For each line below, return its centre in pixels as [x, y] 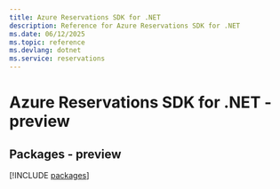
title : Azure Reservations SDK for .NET [85, 17]
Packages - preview [65, 154]
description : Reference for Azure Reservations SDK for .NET [125, 26]
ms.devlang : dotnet [45, 51]
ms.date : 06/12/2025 [48, 34]
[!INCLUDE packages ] [49, 175]
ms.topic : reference [48, 42]
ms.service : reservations [57, 59]
